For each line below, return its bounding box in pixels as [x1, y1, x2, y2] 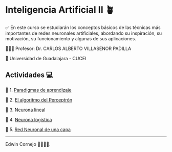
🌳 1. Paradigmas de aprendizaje [5, 87, 72, 93]
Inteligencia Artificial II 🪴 [5, 4, 115, 16]
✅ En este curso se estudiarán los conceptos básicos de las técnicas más [5, 24, 161, 31]
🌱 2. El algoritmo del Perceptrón [5, 96, 73, 103]
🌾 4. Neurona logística [5, 116, 52, 122]
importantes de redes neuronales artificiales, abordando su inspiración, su [5, 30, 162, 36]
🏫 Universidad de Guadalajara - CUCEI [5, 55, 87, 61]
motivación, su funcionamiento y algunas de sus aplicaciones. [5, 35, 137, 41]
